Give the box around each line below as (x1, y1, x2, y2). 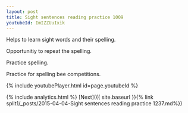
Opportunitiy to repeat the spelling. (6, 48, 92, 55)
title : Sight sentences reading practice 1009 (6, 14, 124, 20)
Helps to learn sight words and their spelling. (6, 36, 116, 43)
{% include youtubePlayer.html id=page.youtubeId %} (6, 82, 139, 89)
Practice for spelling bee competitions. (6, 71, 101, 78)
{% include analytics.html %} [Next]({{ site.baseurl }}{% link (6, 93, 153, 101)
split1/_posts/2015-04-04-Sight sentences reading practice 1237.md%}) (6, 100, 183, 107)
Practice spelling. (6, 59, 49, 66)
